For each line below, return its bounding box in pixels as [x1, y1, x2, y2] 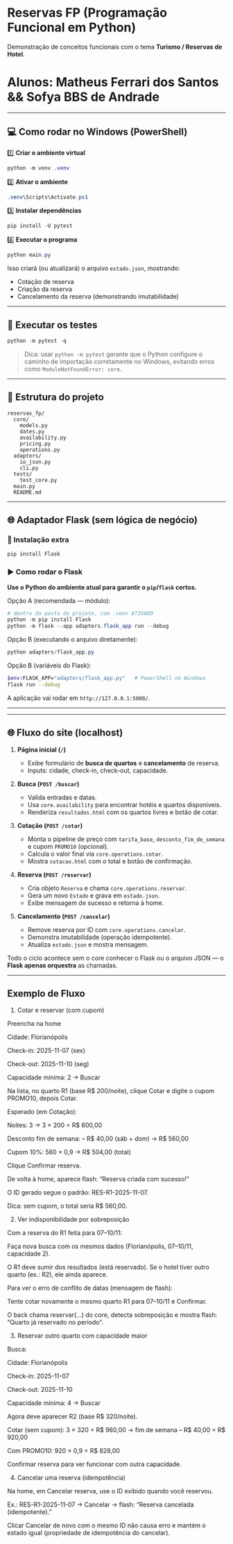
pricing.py [19, 440, 51, 447]
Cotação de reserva [17, 278, 74, 286]
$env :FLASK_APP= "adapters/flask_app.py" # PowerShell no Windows [7, 675, 207, 682]
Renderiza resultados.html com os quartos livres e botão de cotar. [27, 808, 219, 816]
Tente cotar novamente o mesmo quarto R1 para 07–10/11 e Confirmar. [7, 1297, 207, 1306]
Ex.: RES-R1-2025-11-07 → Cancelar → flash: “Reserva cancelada [7, 1500, 194, 1509]
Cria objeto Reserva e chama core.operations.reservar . [27, 883, 187, 892]
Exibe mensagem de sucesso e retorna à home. [27, 898, 164, 907]
